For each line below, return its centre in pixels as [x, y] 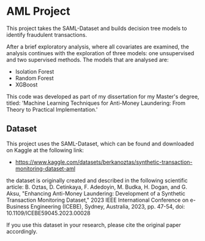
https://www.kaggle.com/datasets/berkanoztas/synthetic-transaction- [104, 162]
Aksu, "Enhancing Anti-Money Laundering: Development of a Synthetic [96, 193]
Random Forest [34, 78]
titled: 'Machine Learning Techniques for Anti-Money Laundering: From [96, 103]
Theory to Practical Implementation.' [52, 109]
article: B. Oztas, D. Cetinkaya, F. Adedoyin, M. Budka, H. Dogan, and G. [97, 187]
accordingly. [22, 231]
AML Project [38, 11]
